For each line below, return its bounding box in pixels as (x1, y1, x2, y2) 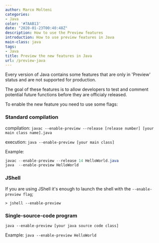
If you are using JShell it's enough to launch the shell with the (5, 185, 131, 191)
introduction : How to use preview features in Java (5, 35, 114, 40)
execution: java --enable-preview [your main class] (5, 139, 115, 145)
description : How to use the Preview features (5, 30, 103, 35)
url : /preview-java (5, 58, 46, 63)
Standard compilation (5, 114, 59, 121)
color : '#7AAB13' (5, 21, 41, 26)
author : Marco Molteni (5, 7, 52, 12)
